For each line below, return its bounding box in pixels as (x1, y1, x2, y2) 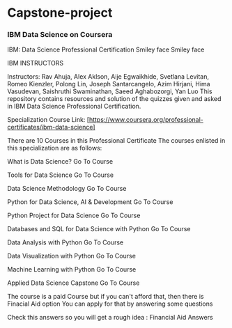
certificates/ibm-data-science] (7, 123, 95, 132)
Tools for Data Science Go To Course (7, 171, 114, 179)
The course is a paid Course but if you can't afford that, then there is (7, 292, 204, 301)
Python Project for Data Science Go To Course (7, 211, 141, 220)
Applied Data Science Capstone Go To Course (7, 279, 140, 287)
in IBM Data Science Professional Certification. (7, 102, 141, 111)
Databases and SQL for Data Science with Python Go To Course (7, 225, 191, 233)
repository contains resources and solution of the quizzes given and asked (7, 95, 222, 103)
